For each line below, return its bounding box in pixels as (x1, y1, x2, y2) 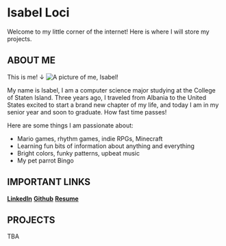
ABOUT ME (7, 55, 56, 66)
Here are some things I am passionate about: (7, 121, 134, 130)
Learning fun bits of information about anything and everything (16, 142, 195, 150)
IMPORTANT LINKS (7, 176, 91, 188)
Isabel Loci (7, 5, 70, 21)
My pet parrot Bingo (16, 156, 74, 164)
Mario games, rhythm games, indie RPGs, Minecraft (16, 134, 163, 143)
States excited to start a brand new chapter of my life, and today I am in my (7, 101, 219, 109)
